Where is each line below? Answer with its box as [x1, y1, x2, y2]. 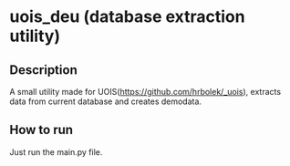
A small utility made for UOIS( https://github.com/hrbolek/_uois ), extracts [9, 87, 281, 97]
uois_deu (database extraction [9, 6, 245, 27]
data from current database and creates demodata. [9, 96, 202, 107]
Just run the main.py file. [9, 146, 103, 157]
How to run [9, 122, 74, 138]
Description [9, 62, 78, 78]
